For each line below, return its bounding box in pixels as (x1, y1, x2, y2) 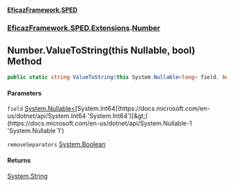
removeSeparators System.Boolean (7, 140, 106, 149)
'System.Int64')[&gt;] (87, 112, 148, 120)
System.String (7, 172, 48, 180)
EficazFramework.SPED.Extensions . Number (7, 23, 160, 33)
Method (7, 55, 42, 67)
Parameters (7, 89, 42, 97)
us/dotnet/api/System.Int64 (7, 112, 86, 120)
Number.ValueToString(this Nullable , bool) (7, 44, 196, 56)
